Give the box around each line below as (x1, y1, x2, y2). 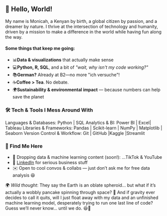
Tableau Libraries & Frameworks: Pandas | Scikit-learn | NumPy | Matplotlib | (5, 125, 163, 131)
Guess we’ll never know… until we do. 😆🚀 (5, 205, 91, 211)
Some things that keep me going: (5, 45, 75, 51)
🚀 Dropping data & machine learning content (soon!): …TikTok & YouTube (12, 154, 163, 160)
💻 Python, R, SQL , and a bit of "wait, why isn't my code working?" (12, 64, 149, 70)
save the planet (12, 94, 44, 100)
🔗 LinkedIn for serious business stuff (12, 159, 88, 165)
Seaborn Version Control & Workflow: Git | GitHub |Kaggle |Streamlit (5, 130, 145, 136)
